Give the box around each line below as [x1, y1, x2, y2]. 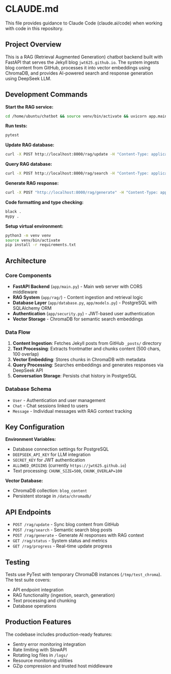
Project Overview [5, 40, 62, 49]
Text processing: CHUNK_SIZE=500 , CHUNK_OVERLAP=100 [12, 468, 123, 474]
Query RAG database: [5, 161, 52, 167]
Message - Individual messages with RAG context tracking [12, 408, 132, 414]
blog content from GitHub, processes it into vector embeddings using [5, 64, 151, 70]
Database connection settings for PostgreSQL [12, 446, 109, 452]
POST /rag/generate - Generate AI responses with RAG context [12, 532, 144, 538]
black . [5, 209, 22, 214]
